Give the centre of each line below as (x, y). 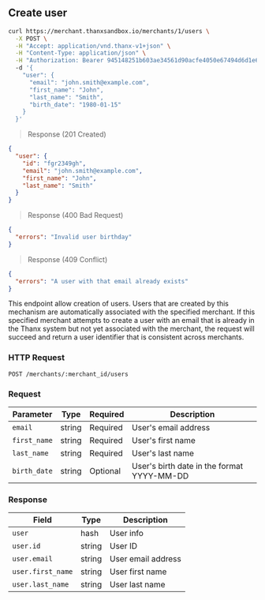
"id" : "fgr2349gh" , (54, 163)
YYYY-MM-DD (160, 476)
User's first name (163, 441)
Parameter (32, 414)
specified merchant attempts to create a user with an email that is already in (131, 321)
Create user (38, 13)
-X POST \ (31, 39)
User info (127, 534)
